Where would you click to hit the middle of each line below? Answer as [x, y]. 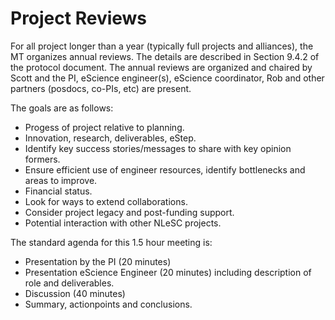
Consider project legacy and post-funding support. [129, 212]
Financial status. [58, 191]
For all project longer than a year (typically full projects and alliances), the [162, 46]
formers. [42, 159]
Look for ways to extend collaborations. [106, 201]
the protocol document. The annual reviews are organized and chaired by [161, 67]
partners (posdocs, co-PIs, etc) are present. [101, 88]
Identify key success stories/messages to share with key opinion [158, 148]
